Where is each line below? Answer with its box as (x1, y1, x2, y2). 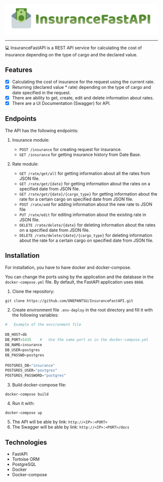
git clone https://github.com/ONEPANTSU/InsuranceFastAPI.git (5, 298, 133, 303)
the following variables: (12, 312, 59, 318)
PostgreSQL (12, 461, 36, 467)
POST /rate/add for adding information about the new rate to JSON (19, 201, 153, 207)
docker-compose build (5, 392, 49, 397)
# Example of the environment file (5, 322, 81, 327)
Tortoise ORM (12, 456, 40, 462)
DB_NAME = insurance (5, 343, 42, 348)
